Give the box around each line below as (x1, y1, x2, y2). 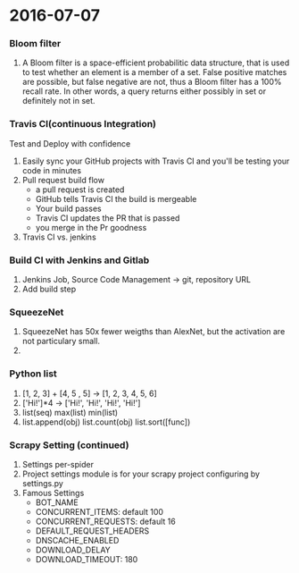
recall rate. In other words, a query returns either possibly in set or (21, 86, 266, 97)
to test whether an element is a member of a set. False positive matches (21, 67, 287, 78)
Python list (9, 367, 58, 380)
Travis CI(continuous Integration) (9, 118, 157, 131)
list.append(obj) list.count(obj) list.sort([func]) (21, 417, 191, 427)
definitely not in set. (21, 96, 96, 106)
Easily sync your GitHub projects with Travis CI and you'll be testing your (21, 156, 290, 166)
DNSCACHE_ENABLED (35, 535, 120, 545)
